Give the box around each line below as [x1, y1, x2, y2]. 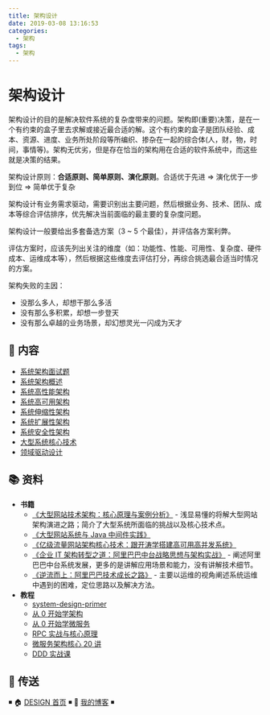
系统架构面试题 [19, 366, 70, 376]
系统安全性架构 [19, 427, 70, 436]
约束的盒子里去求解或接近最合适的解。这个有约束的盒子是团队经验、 [22, 124, 247, 134]
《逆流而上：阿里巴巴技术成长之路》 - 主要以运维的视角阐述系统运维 [31, 569, 258, 580]
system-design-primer [31, 599, 107, 609]
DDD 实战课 [31, 649, 71, 659]
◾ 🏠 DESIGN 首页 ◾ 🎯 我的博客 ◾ [8, 697, 115, 707]
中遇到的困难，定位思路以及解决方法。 [31, 580, 159, 589]
